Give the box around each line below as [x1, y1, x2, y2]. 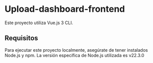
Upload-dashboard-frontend [4, 3, 125, 15]
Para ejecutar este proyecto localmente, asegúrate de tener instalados [4, 47, 148, 53]
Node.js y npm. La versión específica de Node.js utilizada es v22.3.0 [4, 52, 145, 58]
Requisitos [4, 34, 38, 42]
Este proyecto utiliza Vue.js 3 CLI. [4, 20, 73, 26]
